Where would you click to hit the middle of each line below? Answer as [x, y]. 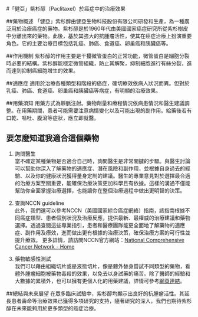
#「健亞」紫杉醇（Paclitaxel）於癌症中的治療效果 [66, 9]
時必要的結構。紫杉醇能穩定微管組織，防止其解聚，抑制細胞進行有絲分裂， [96, 63]
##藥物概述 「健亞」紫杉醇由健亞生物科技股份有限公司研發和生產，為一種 [95, 21]
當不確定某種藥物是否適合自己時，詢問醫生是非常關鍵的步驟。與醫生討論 [102, 161]
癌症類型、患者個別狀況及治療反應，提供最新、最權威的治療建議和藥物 [105, 218]
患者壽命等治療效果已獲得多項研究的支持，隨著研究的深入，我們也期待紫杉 [101, 300]
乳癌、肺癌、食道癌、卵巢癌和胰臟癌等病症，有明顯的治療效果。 [83, 91]
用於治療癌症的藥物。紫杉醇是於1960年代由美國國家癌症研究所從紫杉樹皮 [100, 29]
